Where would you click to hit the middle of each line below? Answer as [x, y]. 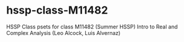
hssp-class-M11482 [57, 10]
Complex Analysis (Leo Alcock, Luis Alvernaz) [63, 33]
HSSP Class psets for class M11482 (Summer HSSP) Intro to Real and [92, 27]
